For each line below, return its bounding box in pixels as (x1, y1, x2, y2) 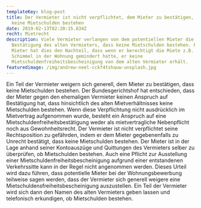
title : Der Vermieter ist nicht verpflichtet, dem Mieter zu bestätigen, (6, 14, 194, 20)
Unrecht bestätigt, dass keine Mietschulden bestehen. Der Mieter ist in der (6, 138, 190, 145)
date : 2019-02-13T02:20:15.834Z (6, 25, 87, 32)
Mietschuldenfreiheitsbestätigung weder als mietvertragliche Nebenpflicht (6, 119, 190, 126)
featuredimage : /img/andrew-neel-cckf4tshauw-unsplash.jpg (6, 64, 157, 71)
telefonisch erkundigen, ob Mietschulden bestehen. (6, 195, 133, 202)
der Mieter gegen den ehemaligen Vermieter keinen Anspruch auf (6, 93, 168, 100)
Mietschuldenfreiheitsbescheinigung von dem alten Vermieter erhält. (11, 59, 188, 65)
